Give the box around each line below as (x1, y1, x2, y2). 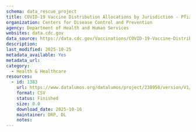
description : (6, 41, 38, 47)
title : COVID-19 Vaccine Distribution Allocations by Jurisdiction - (6, 14, 179, 20)
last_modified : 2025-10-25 (6, 47, 72, 53)
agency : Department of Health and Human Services (6, 25, 129, 31)
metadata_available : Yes (6, 52, 66, 58)
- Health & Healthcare (11, 68, 66, 74)
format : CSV (16, 90, 45, 96)
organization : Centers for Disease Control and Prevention (6, 19, 153, 25)
